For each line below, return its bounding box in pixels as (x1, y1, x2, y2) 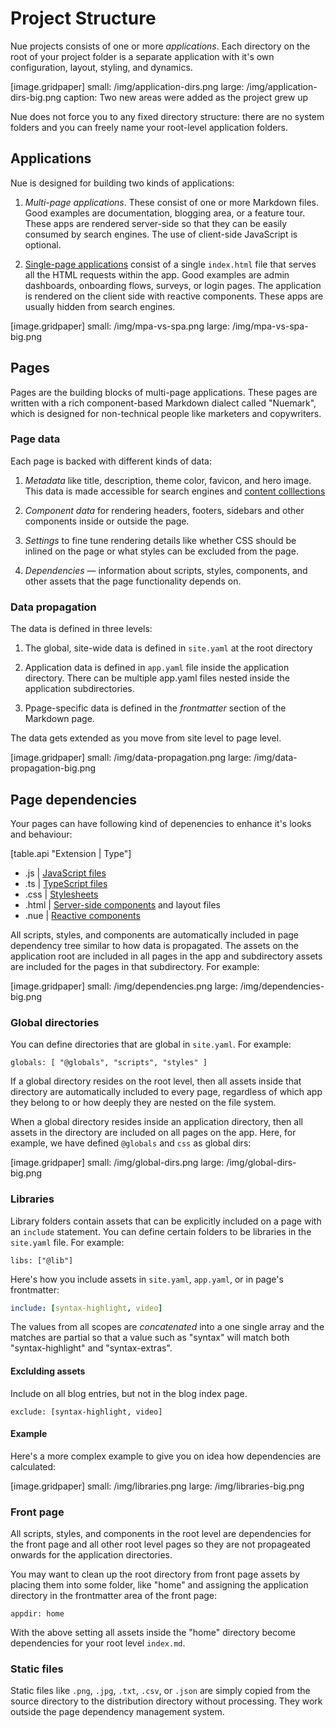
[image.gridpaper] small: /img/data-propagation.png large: (10, 752, 252, 764)
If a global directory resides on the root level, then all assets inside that (10, 1075, 302, 1087)
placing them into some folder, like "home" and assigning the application (10, 1579, 309, 1591)
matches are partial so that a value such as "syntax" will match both (10, 1332, 290, 1344)
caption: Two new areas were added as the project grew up (63, 91, 309, 103)
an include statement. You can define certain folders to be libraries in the (10, 1225, 312, 1237)
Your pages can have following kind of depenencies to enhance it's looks (10, 817, 312, 829)
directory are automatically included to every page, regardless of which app (10, 1086, 323, 1098)
